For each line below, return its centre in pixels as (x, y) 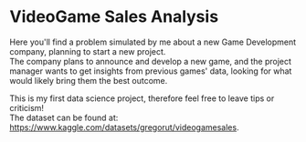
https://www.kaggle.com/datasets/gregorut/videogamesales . (124, 127)
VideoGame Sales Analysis (114, 17)
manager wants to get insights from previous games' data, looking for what (151, 71)
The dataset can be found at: (64, 117)
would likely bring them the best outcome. (89, 80)
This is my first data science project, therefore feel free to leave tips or (142, 98)
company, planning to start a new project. (88, 51)
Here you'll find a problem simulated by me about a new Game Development (153, 42)
